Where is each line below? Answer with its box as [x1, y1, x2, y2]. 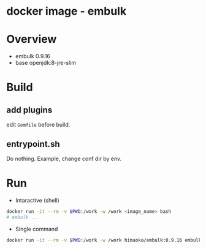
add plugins [6, 105, 53, 115]
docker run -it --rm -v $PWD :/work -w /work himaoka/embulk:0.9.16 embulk [6, 237, 202, 243]
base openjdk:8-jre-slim [15, 59, 77, 67]
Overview [6, 32, 57, 46]
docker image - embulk [6, 4, 127, 18]
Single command [15, 225, 58, 232]
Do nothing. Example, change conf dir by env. [6, 155, 122, 162]
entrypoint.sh [6, 139, 60, 149]
